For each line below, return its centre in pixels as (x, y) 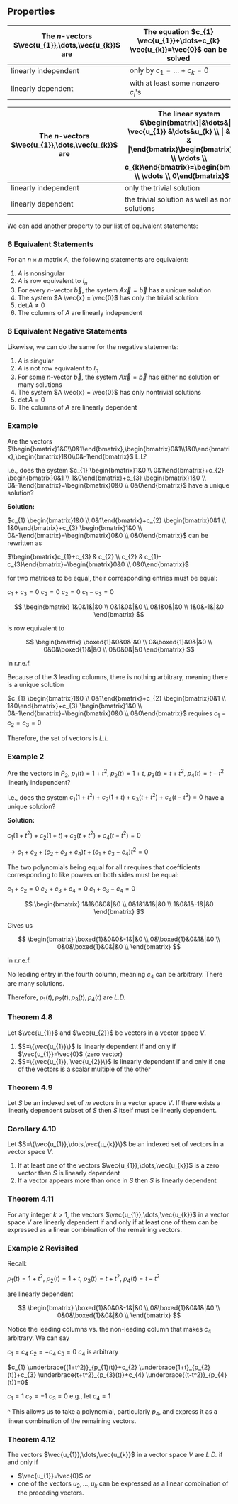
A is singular (36, 361)
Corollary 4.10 (32, 1129)
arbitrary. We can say (39, 1338)
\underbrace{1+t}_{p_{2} (175, 1367)
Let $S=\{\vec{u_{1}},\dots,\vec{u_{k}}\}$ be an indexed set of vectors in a (116, 1144)
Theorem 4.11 (31, 1199)
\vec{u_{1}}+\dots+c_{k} (178, 40)
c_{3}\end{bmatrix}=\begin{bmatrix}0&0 (66, 564)
